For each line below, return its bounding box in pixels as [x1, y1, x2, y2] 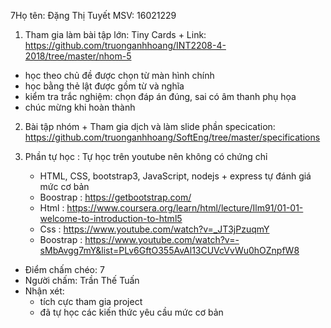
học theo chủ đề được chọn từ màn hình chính [24, 70, 215, 81]
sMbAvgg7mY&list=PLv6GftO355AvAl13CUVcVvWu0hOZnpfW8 [39, 245, 300, 256]
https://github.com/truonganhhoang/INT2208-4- [24, 40, 227, 51]
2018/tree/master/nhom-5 [24, 50, 132, 62]
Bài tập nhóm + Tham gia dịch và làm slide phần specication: [24, 121, 276, 132]
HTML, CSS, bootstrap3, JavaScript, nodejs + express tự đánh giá [39, 170, 312, 182]
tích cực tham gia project [39, 296, 143, 307]
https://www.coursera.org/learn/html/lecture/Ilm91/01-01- [66, 202, 304, 214]
